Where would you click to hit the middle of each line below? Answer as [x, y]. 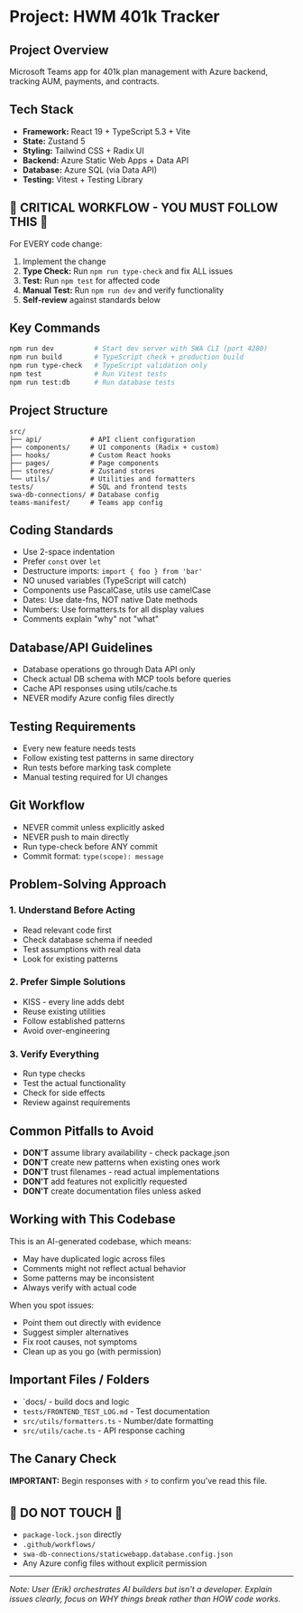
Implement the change [64, 261]
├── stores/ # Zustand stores [82, 471]
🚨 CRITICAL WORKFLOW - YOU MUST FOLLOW [144, 208]
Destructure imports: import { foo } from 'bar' [112, 571]
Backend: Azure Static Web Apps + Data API [106, 160]
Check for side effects [64, 1093]
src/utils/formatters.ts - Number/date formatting [118, 1421]
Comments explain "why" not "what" [91, 619]
